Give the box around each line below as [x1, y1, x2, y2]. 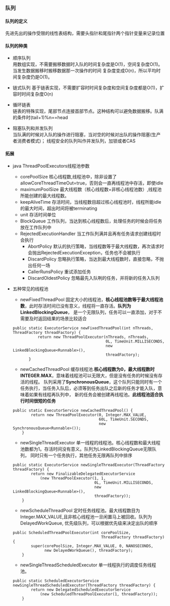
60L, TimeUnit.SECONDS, [98, 416, 149, 422]
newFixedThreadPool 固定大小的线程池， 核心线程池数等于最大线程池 [20, 296, 163, 302]
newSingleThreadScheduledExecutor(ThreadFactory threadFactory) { [12, 583, 156, 588]
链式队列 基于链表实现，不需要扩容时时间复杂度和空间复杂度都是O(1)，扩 [12, 85, 164, 91]
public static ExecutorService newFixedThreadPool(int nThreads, [12, 325, 153, 330]
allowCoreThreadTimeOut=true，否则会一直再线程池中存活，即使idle [20, 180, 163, 186]
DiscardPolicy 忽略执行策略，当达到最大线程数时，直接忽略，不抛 [27, 256, 164, 262]
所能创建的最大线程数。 [20, 193, 69, 199]
